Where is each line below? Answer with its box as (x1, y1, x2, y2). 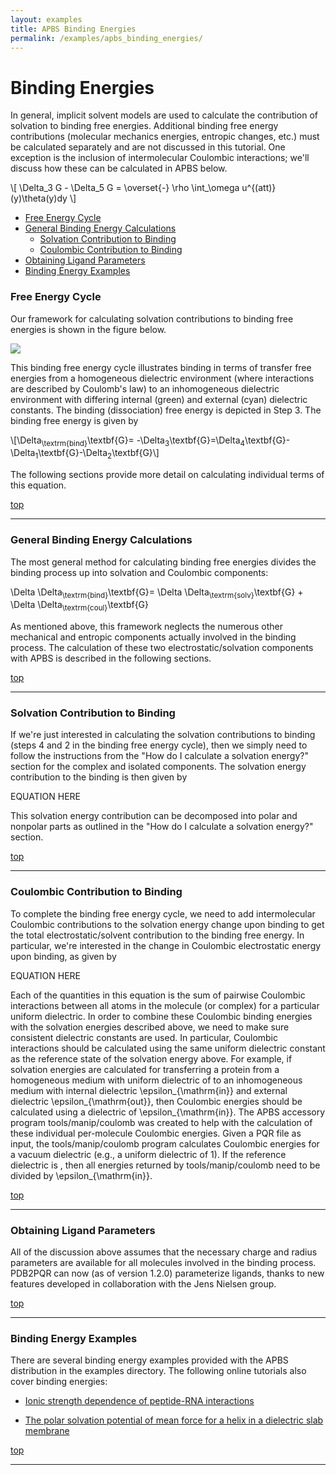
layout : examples (10, 14, 83, 25)
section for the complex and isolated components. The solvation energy (10, 761, 307, 773)
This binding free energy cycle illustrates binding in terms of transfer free (10, 361, 312, 373)
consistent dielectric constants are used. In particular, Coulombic (10, 1031, 278, 1043)
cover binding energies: (10, 1376, 108, 1388)
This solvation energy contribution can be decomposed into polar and (10, 810, 298, 822)
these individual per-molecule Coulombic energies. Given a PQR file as (10, 1127, 302, 1139)
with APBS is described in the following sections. (10, 652, 212, 665)
